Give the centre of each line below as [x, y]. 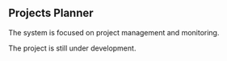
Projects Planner [51, 13]
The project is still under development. [72, 48]
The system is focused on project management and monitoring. [114, 32]
